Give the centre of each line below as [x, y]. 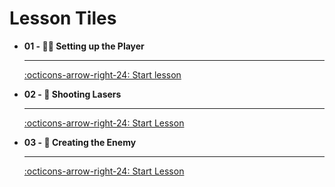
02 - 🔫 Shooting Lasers [72, 94]
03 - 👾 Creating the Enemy [80, 142]
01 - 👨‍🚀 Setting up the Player [84, 46]
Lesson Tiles [63, 18]
